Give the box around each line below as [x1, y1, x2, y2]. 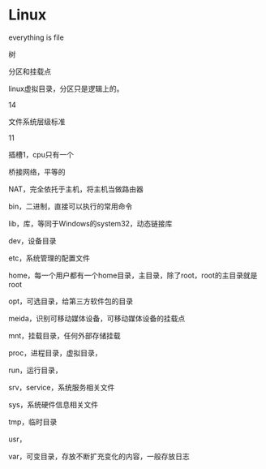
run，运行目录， [8, 365, 62, 375]
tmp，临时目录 [8, 416, 58, 427]
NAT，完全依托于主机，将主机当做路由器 [8, 184, 144, 194]
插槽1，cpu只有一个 [8, 149, 75, 159]
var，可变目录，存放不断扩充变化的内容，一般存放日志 [8, 451, 190, 461]
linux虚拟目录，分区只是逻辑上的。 [8, 84, 124, 93]
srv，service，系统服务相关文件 [8, 382, 115, 392]
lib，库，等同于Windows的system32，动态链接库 [8, 218, 173, 228]
